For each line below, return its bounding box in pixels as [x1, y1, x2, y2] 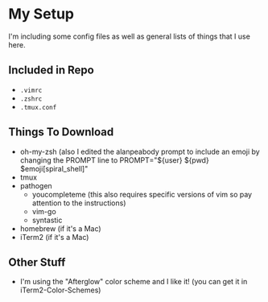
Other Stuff [8, 255, 66, 269]
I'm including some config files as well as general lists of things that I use [8, 31, 251, 41]
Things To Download [8, 126, 114, 139]
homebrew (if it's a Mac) [19, 223, 102, 234]
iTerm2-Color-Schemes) [19, 285, 101, 295]
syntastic [31, 215, 63, 225]
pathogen [19, 180, 52, 190]
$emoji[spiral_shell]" [19, 163, 89, 173]
